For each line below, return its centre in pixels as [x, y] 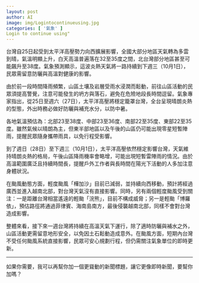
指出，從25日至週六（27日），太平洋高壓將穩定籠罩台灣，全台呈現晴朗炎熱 [102, 101]
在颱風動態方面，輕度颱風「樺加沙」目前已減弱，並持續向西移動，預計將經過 [99, 184]
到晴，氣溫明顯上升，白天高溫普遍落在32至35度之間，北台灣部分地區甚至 [96, 59]
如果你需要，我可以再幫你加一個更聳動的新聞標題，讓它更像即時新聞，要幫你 [99, 267]
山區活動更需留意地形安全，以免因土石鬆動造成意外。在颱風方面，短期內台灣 [99, 234]
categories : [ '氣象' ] [35, 28]
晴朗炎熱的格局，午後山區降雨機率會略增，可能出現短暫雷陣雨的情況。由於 [102, 156]
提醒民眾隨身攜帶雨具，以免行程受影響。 [66, 136]
